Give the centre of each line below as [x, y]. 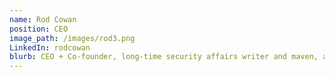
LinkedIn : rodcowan [50, 47]
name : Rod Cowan [43, 19]
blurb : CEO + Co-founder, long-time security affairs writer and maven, [164, 57]
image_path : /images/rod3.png [72, 38]
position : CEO [39, 29]
